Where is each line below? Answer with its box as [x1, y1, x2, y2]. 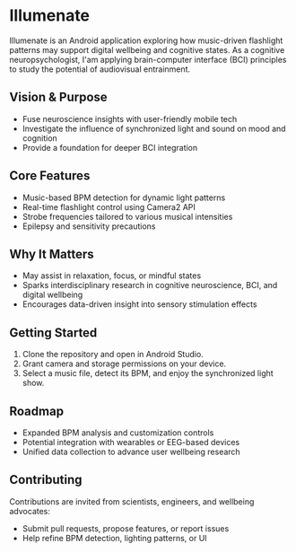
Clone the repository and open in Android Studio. [22, 349, 204, 360]
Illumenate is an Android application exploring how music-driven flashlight [9, 35, 283, 46]
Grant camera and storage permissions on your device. [22, 358, 227, 369]
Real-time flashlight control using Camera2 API [22, 201, 196, 212]
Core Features [9, 168, 91, 184]
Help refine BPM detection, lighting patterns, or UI [22, 532, 208, 543]
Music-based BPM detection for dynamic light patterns [22, 192, 226, 203]
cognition [22, 132, 58, 144]
